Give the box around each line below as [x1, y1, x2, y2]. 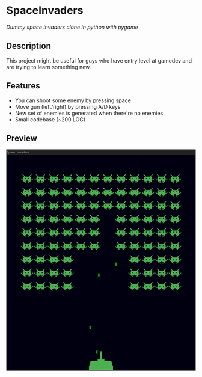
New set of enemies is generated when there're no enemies [14, 109, 164, 117]
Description [6, 41, 51, 51]
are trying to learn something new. [6, 63, 91, 70]
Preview [6, 133, 38, 143]
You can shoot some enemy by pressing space [14, 97, 131, 104]
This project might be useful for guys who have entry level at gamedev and [6, 57, 192, 64]
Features [6, 81, 40, 91]
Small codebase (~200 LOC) [14, 115, 86, 123]
